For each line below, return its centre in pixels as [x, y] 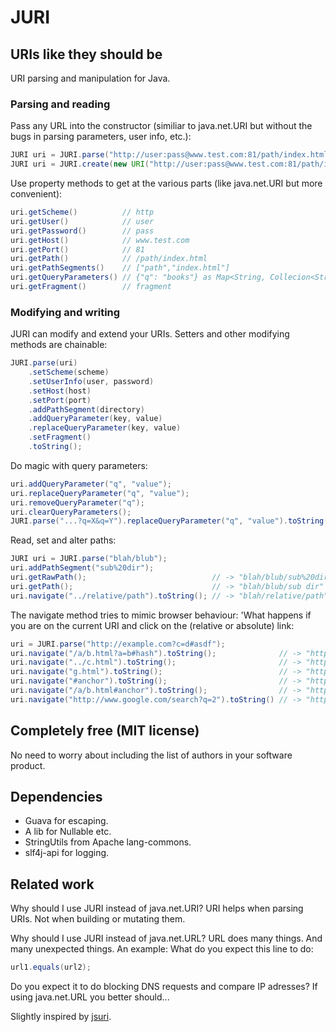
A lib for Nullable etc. [68, 832]
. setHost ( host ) [60, 391]
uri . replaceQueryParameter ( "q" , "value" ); [100, 493]
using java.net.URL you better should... [90, 997]
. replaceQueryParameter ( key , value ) [105, 428]
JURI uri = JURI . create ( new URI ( [80, 164]
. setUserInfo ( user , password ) [91, 381]
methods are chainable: [59, 345]
